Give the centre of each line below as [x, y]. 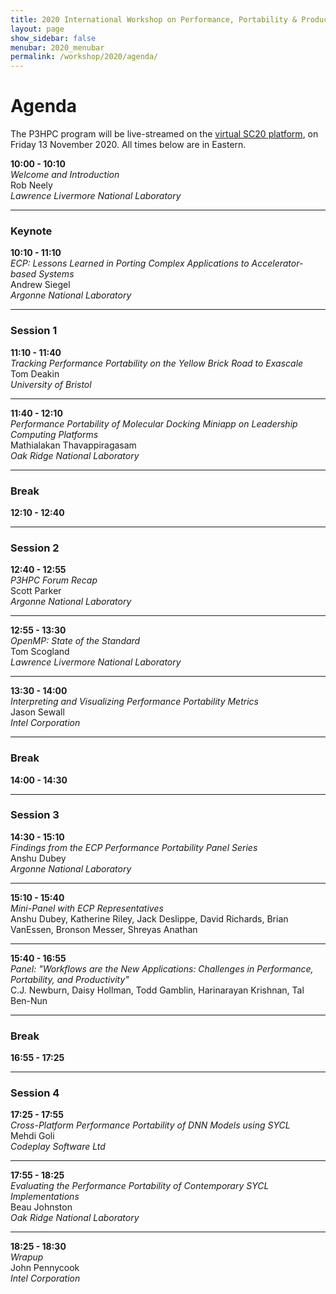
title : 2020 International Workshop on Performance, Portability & [154, 19]
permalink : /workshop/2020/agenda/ [84, 57]
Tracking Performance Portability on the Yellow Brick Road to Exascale [157, 363]
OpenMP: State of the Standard [75, 641]
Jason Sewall [37, 712]
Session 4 [35, 1093]
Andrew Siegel [40, 285]
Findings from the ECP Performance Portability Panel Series [134, 847]
